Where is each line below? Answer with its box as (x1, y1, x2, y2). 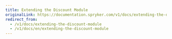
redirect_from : (5, 17, 38, 22)
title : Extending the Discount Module (5, 7, 88, 13)
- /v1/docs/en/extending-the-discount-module (10, 26, 109, 31)
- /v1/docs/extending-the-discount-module (10, 21, 102, 27)
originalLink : (5, 12, 36, 17)
